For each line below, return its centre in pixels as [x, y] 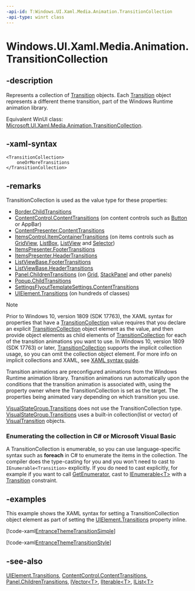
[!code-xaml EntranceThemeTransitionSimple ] [61, 531]
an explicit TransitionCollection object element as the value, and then [90, 329]
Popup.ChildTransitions [43, 281]
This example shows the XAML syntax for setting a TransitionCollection [92, 514]
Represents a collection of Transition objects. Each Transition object [89, 95]
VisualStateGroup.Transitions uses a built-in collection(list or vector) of [92, 415]
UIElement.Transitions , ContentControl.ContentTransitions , [77, 576]
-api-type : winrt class [35, 17]
